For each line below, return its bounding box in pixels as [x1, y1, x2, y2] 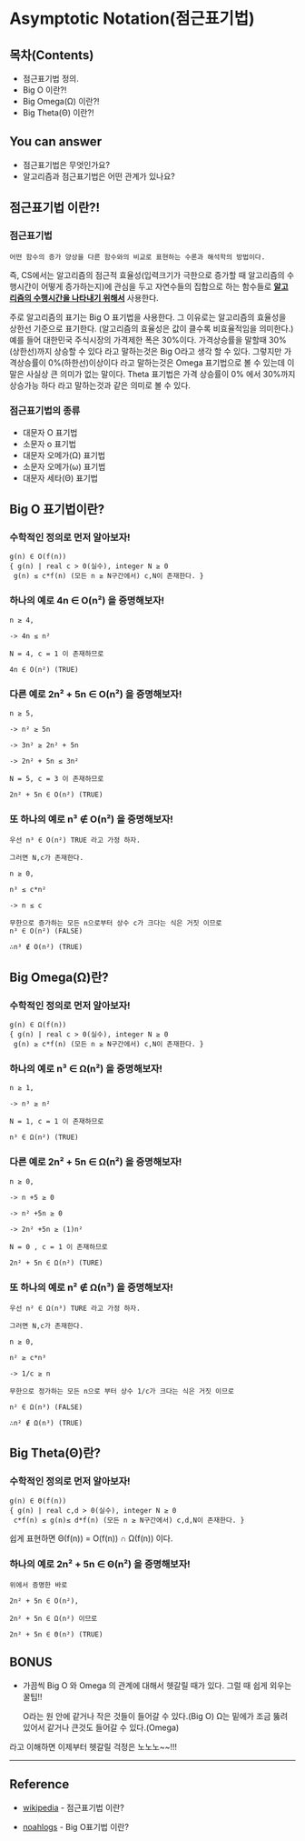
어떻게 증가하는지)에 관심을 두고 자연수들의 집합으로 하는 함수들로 [40, 281, 272, 292]
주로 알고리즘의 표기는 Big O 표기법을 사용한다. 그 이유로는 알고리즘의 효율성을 [9, 311, 287, 323]
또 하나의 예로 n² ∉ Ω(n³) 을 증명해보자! [9, 1281, 174, 1294]
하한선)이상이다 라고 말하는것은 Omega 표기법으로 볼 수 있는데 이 [64, 356, 295, 368]
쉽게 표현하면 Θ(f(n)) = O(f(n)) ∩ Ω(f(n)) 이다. [9, 1533, 173, 1544]
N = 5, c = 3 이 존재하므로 [9, 775, 104, 784]
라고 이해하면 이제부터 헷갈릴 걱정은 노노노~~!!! [9, 1741, 178, 1752]
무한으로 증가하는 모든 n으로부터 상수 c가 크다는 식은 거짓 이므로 [9, 919, 222, 928]
